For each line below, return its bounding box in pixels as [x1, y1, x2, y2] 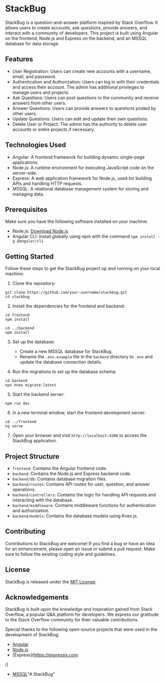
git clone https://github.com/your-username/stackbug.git [5, 290, 127, 295]
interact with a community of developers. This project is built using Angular [5, 30, 159, 36]
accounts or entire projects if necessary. [12, 126, 95, 132]
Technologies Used [5, 141, 66, 149]
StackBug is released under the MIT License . [5, 579, 97, 585]
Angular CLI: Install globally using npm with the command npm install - [12, 233, 160, 239]
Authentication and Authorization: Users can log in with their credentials [12, 79, 160, 85]
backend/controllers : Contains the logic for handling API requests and [12, 492, 156, 497]
